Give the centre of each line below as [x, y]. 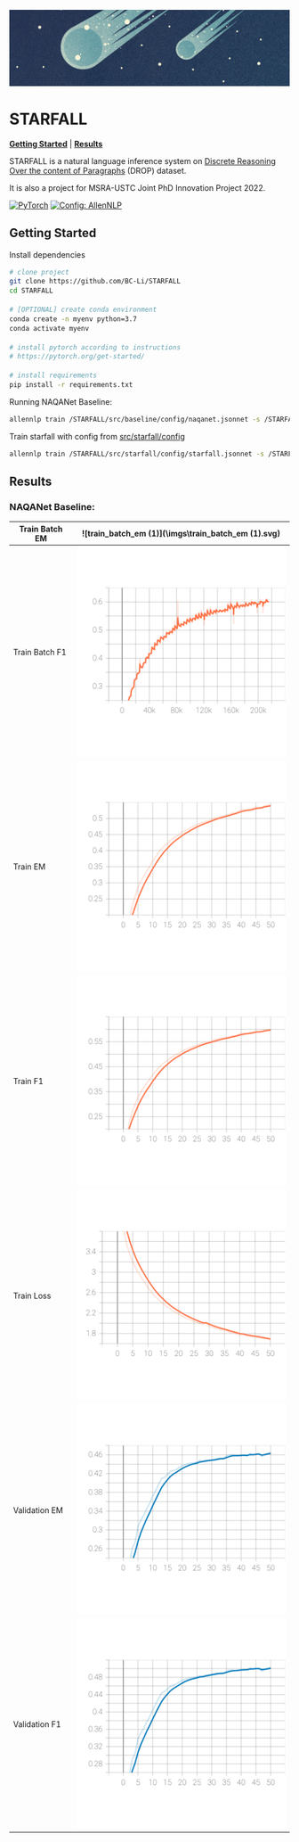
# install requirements [53, 375]
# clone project [39, 272]
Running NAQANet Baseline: [61, 401]
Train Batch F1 [40, 653]
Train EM [29, 867]
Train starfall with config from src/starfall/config [97, 436]
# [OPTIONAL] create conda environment [83, 310]
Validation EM [38, 1510]
